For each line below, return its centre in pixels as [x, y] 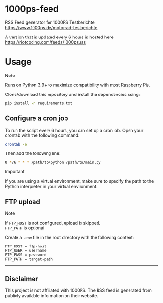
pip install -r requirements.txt [39, 103]
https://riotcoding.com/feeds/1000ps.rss [46, 42]
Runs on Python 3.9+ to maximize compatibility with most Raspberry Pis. [78, 85]
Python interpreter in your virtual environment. [51, 187]
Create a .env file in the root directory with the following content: [70, 238]
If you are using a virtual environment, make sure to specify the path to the [80, 181]
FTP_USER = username [26, 251]
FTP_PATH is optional [25, 228]
